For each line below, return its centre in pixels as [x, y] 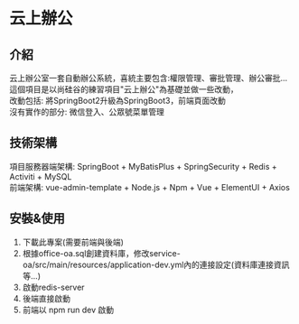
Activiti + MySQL [41, 176]
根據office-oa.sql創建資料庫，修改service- [101, 253]
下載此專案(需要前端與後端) [73, 242]
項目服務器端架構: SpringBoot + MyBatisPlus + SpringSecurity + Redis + [143, 166]
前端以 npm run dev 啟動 [68, 310]
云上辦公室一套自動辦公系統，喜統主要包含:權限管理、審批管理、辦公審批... [149, 78]
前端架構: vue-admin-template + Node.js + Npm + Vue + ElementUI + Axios [150, 187]
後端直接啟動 [46, 298]
